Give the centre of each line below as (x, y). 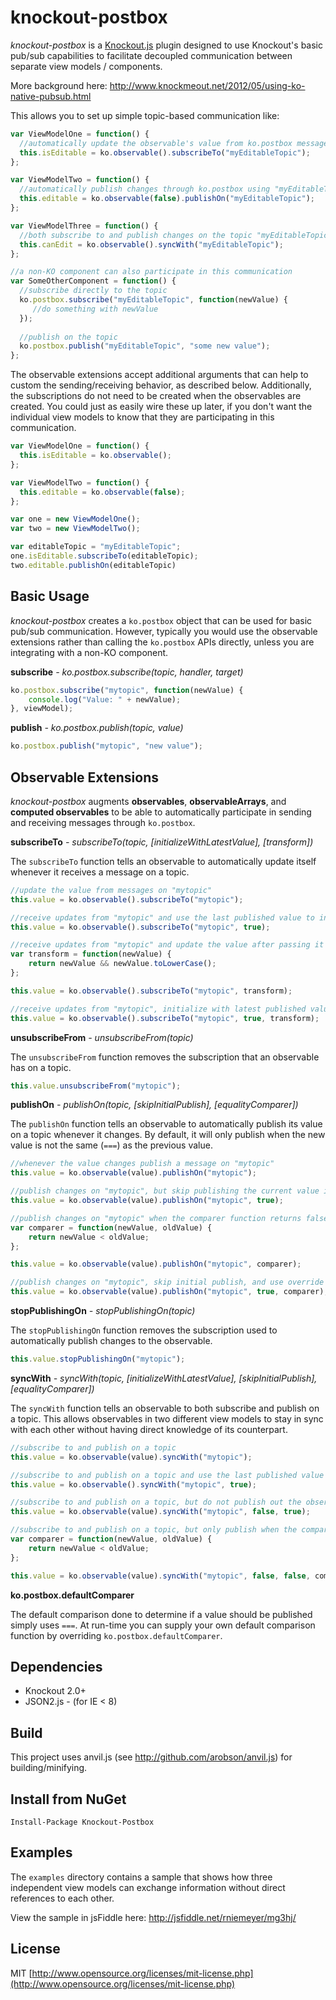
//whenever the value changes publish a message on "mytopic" (142, 1164)
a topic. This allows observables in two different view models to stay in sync (167, 1418)
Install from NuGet (68, 1799)
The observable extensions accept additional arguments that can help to (159, 375)
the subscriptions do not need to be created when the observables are (156, 396)
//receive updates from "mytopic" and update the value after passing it (167, 945)
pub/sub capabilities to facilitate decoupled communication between (151, 55)
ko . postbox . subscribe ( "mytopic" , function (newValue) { (127, 690)
